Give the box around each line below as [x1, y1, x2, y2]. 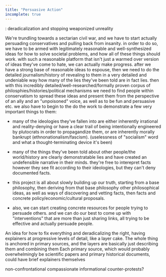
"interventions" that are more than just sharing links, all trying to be [12, 215, 150, 221]
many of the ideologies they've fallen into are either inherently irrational [12, 118, 159, 124]
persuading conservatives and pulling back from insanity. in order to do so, [5, 40, 159, 46]
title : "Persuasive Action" [5, 7, 63, 12]
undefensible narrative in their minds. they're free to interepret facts [12, 159, 151, 165]
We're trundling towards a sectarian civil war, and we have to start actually [5, 35, 157, 41]
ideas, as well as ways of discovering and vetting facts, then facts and [12, 190, 156, 196]
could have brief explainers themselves [5, 256, 86, 262]
